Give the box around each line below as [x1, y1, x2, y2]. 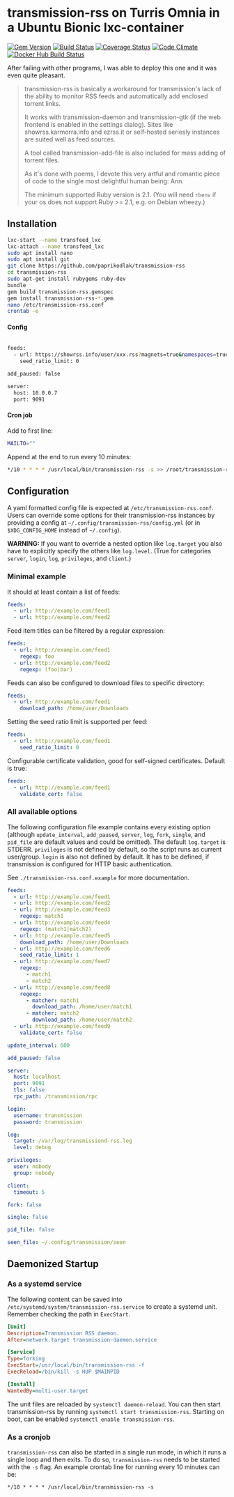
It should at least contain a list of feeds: [7, 588, 120, 596]
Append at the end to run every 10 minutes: [7, 452, 132, 461]
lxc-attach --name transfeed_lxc [7, 243, 104, 250]
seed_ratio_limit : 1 [19, 951, 79, 959]
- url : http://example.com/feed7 [13, 958, 111, 965]
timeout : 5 [13, 1188, 45, 1196]
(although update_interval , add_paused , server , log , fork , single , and [7, 830, 205, 838]
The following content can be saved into [7, 1295, 123, 1303]
